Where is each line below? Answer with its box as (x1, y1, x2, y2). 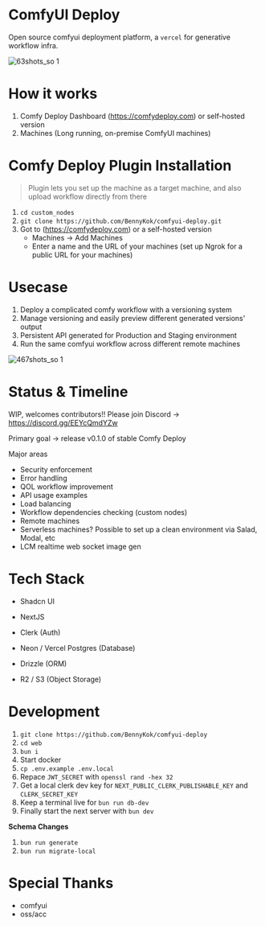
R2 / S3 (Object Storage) (19, 674, 102, 684)
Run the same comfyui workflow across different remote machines (19, 339, 241, 348)
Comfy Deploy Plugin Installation (8, 157, 232, 175)
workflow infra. (8, 40, 59, 50)
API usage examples (19, 490, 88, 500)
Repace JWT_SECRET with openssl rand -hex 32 (19, 772, 173, 781)
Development (8, 702, 100, 721)
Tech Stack (8, 570, 85, 588)
